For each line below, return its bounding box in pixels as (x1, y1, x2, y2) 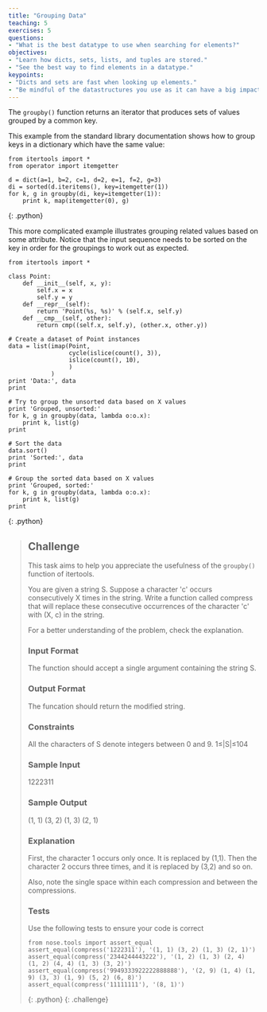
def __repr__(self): (22, 300, 91, 309)
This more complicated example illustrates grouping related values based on (8, 226, 258, 236)
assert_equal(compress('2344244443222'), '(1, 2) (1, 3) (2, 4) (27, 953, 246, 961)
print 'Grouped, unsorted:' (8, 405, 102, 413)
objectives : (8, 49, 48, 57)
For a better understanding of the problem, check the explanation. (27, 626, 244, 635)
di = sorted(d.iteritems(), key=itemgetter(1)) (8, 183, 169, 191)
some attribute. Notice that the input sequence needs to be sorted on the (8, 235, 248, 244)
